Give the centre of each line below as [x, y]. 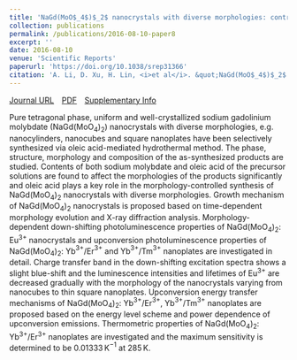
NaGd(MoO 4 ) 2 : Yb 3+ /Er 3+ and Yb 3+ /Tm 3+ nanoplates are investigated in [141, 251]
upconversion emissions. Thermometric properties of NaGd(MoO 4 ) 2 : [134, 325]
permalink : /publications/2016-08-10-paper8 [92, 34]
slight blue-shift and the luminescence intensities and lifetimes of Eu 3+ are [145, 272]
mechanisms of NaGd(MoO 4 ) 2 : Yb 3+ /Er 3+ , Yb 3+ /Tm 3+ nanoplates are [136, 303]
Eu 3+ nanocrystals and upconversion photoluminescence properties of [138, 239]
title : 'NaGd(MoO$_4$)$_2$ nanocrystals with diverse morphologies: [138, 17]
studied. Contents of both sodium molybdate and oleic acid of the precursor [148, 166]
